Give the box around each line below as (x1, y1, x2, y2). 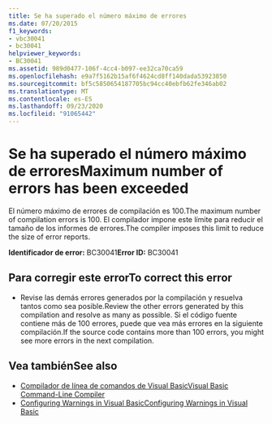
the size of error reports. (8, 232, 91, 242)
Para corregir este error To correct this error (8, 271, 233, 285)
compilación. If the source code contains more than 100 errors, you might (19, 327, 265, 336)
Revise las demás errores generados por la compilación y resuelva (19, 293, 244, 302)
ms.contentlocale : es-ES (8, 95, 93, 103)
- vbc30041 (8, 34, 45, 43)
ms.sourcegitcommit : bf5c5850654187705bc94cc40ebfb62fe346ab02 (8, 79, 227, 88)
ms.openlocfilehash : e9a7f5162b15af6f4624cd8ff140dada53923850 (8, 72, 227, 80)
